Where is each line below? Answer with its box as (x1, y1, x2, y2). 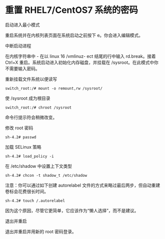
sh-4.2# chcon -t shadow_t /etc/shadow (5, 173, 87, 178)
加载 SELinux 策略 (5, 144, 41, 150)
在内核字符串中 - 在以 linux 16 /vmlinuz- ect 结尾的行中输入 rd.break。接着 (5, 53, 156, 59)
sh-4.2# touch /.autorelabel (5, 198, 65, 203)
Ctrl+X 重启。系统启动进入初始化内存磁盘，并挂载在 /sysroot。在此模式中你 (5, 59, 159, 65)
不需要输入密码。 (5, 65, 40, 72)
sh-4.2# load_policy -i (5, 154, 54, 159)
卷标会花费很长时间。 (5, 188, 48, 194)
